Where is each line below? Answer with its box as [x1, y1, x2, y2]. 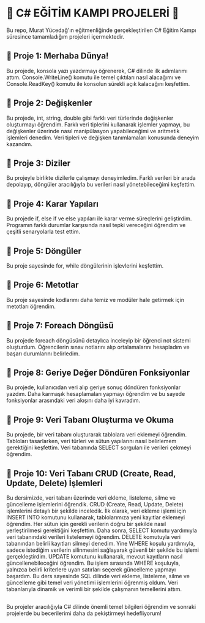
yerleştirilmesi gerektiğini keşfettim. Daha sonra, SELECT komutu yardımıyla [6, 527, 198, 534]
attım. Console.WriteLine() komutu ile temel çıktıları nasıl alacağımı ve [6, 74, 181, 81]
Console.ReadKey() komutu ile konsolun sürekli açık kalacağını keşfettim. [6, 80, 190, 87]
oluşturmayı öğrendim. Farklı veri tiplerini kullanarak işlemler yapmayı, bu [6, 120, 190, 128]
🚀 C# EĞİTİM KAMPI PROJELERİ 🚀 [6, 6, 179, 20]
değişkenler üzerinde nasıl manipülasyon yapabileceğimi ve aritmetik [6, 127, 180, 134]
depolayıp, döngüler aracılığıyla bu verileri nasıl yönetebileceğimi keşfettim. [6, 181, 196, 188]
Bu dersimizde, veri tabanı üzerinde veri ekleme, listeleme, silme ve [6, 494, 176, 501]
